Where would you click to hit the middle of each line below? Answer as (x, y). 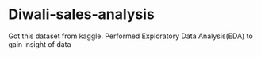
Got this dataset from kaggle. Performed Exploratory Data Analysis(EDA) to (131, 36)
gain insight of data (40, 44)
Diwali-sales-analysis (81, 14)
